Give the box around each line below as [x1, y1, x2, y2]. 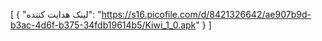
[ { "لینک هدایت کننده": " [10, 9, 102, 20]
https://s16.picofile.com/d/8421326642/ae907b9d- [101, 9, 312, 20]
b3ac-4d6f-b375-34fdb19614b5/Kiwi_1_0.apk [10, 19, 197, 31]
